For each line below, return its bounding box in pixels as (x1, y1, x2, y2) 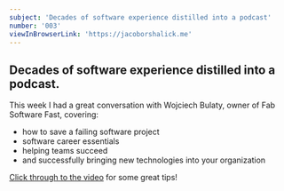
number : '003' (9, 21, 62, 30)
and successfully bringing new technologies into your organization (21, 155, 266, 165)
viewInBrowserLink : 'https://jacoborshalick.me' (9, 29, 193, 38)
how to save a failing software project (21, 126, 160, 138)
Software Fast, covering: (9, 109, 99, 120)
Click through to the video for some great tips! (9, 172, 177, 183)
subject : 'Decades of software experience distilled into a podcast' (9, 12, 272, 22)
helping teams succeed (21, 146, 108, 156)
